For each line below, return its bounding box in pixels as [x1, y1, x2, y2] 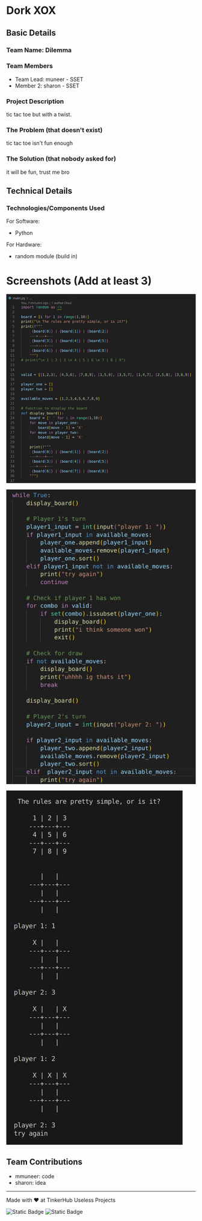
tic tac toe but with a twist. [6, 111, 72, 118]
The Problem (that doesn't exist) [6, 126, 103, 135]
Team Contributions [6, 1156, 83, 1167]
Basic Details [6, 28, 56, 38]
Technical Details [6, 186, 73, 196]
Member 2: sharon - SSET [14, 82, 80, 89]
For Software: [6, 218, 40, 225]
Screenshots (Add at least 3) [6, 274, 152, 287]
